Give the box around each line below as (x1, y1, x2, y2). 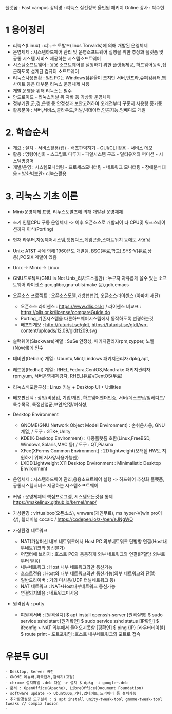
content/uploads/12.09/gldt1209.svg (20, 327, 98, 334)
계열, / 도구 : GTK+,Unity (20, 428, 71, 434)
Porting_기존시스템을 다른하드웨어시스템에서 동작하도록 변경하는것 (20, 315, 154, 321)
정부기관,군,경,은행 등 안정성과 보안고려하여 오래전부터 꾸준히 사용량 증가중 (12, 100, 163, 107)
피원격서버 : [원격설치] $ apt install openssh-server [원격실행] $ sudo (20, 612, 163, 618)
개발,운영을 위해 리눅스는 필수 (12, 87, 72, 94)
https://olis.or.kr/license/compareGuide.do (20, 309, 110, 315)
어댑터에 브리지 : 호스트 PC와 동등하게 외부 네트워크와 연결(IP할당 (20, 551, 151, 557)
